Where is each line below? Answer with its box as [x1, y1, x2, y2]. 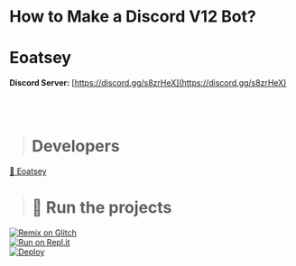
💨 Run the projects [31, 197, 172, 218]
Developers [31, 136, 120, 157]
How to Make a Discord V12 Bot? [9, 6, 257, 27]
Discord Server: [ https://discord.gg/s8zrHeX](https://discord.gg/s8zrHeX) [9, 78, 287, 88]
